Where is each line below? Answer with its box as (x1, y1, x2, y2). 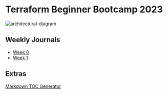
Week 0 (12, 49, 29, 55)
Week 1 (12, 54, 28, 61)
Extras (5, 69, 27, 78)
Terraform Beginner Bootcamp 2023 (5, 4, 163, 15)
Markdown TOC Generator (5, 83, 61, 89)
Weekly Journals (5, 35, 60, 44)
